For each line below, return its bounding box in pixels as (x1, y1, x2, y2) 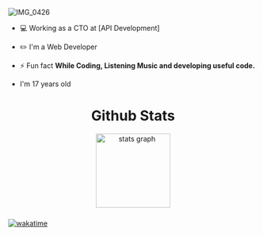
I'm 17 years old (19, 79, 71, 89)
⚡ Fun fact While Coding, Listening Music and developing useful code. (19, 61, 256, 70)
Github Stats (90, 107, 176, 125)
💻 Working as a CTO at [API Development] (19, 24, 160, 32)
